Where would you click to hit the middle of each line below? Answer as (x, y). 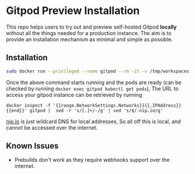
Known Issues (32, 146)
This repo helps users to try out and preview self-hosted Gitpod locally (91, 27)
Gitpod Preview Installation (73, 11)
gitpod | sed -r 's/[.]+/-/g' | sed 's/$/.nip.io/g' (96, 110)
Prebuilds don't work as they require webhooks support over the (92, 160)
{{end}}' (17, 110)
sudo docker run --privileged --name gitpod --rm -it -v (77, 71)
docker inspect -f (28, 105)
